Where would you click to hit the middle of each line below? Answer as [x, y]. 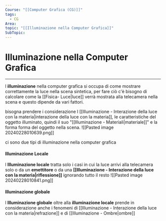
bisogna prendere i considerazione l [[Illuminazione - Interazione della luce [81, 111]
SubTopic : [15, 33]
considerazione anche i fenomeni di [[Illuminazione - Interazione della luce [81, 208]
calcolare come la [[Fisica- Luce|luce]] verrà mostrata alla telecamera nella [82, 97]
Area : [11, 24]
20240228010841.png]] [29, 180]
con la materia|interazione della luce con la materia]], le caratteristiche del [81, 116]
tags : [11, 14]
